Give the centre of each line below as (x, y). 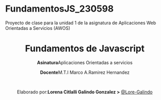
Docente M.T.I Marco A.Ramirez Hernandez (85, 72)
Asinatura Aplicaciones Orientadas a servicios (85, 62)
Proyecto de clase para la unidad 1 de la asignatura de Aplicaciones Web (81, 23)
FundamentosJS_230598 (60, 9)
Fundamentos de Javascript (85, 49)
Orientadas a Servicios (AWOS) (38, 28)
